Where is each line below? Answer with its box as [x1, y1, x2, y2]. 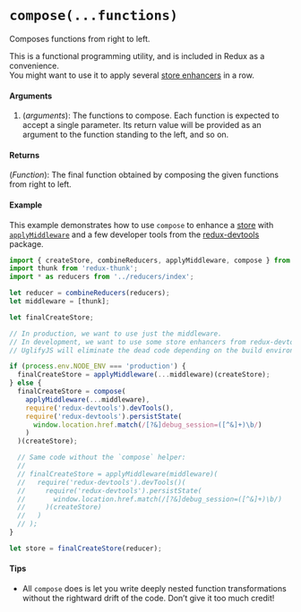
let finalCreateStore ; [9, 312, 94, 322]
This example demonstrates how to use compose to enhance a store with [9, 219, 274, 230]
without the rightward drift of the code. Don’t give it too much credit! [21, 593, 275, 603]
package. [9, 238, 44, 249]
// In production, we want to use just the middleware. [9, 329, 222, 338]
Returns [9, 149, 40, 160]
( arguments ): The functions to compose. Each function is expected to [21, 110, 279, 121]
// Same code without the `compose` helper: [17, 453, 186, 463]
